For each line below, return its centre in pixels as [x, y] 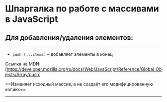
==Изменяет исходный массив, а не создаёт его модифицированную [79, 84]
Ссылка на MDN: [23, 64]
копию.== [16, 89]
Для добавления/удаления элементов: [69, 38]
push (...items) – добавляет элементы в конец [62, 54]
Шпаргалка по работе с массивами [82, 9]
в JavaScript [32, 19]
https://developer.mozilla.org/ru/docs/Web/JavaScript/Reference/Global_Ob [84, 69]
